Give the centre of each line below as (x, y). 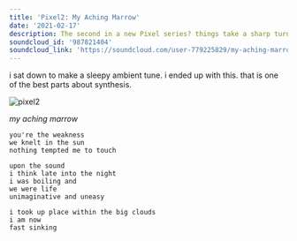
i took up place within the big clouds (83, 213)
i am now (25, 220)
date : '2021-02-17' (45, 26)
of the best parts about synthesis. (71, 85)
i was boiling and (43, 182)
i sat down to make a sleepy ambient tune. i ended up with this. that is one (144, 75)
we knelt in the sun (47, 143)
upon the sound (37, 166)
